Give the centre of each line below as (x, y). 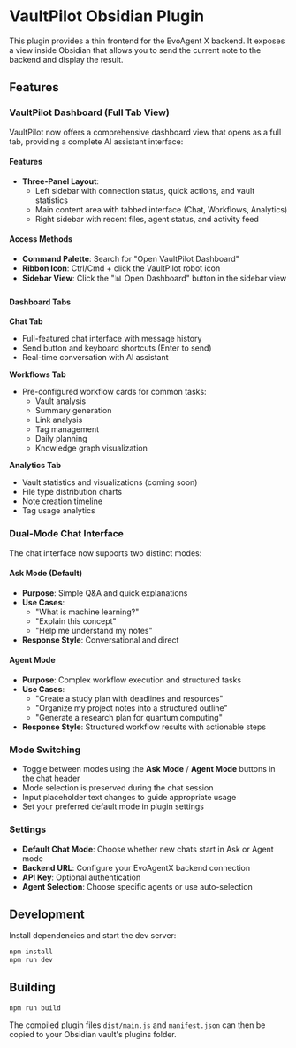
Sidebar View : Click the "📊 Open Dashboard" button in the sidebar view (154, 278)
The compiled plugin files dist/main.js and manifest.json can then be (137, 1025)
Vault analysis (61, 401)
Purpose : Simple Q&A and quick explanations (105, 593)
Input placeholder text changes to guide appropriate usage (129, 798)
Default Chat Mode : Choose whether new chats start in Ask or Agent (148, 849)
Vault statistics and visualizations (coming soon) (110, 482)
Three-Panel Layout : (61, 181)
